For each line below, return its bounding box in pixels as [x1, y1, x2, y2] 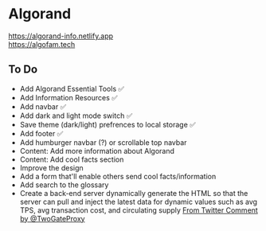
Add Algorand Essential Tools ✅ [19, 84, 125, 93]
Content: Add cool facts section [19, 155, 124, 164]
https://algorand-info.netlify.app [8, 31, 114, 41]
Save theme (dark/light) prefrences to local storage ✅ [19, 119, 197, 129]
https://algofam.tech [8, 39, 76, 49]
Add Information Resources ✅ [19, 92, 118, 102]
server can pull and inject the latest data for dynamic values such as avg [19, 197, 257, 206]
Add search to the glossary [19, 180, 109, 190]
